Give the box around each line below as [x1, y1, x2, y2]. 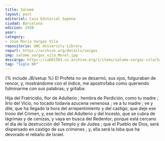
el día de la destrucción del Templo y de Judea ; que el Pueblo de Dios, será [5, 121, 159, 127]
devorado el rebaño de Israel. [5, 132, 65, 138]
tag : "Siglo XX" [5, 62, 38, 67]
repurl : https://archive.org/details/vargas [5, 48, 98, 53]
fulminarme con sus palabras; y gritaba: [5, 86, 86, 92]
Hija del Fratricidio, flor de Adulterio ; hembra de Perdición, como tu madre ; [5, 95, 159, 101]
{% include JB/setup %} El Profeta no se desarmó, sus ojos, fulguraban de [5, 75, 156, 81]
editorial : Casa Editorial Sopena [5, 16, 76, 21]
